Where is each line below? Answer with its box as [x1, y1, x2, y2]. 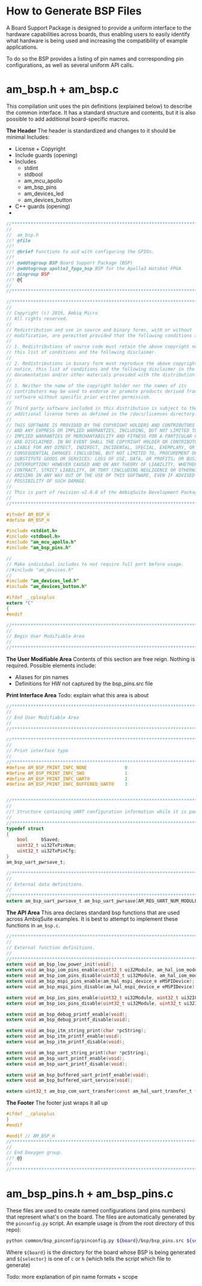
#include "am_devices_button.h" [6, 583, 87, 590]
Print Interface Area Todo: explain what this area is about [6, 692, 149, 698]
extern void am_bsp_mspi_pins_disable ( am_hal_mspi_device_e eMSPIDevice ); [6, 983, 198, 990]
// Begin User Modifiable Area [6, 633, 85, 639]
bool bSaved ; [17, 836, 61, 843]
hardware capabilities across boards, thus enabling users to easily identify [6, 30, 191, 37]
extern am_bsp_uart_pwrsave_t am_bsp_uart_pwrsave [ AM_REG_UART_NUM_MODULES [6, 898, 200, 905]
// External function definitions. [6, 944, 96, 950]
